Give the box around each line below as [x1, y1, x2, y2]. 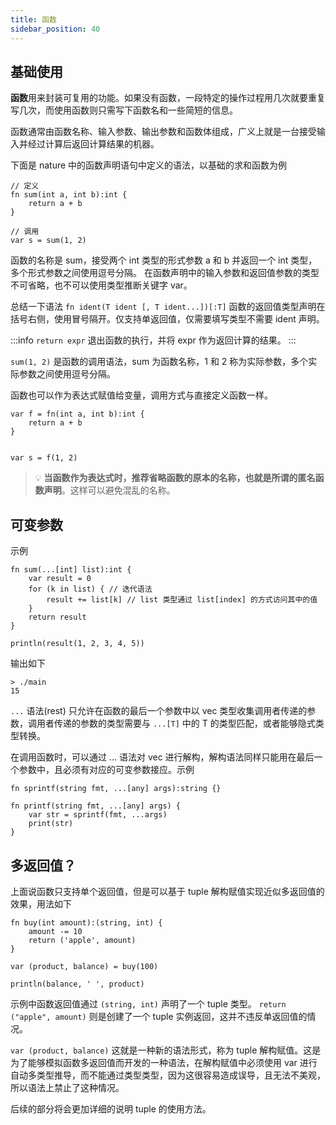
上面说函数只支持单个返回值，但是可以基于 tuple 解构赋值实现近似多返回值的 [10, 885, 325, 897]
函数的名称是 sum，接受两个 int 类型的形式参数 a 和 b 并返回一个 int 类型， [10, 254, 318, 266]
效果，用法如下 [10, 897, 72, 910]
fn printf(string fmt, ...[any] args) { [10, 801, 182, 811]
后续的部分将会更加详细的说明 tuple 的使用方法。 [10, 1102, 212, 1115]
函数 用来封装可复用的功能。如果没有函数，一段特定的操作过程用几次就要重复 [10, 92, 326, 104]
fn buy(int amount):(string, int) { [10, 917, 163, 928]
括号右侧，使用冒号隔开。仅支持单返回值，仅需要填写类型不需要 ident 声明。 [10, 313, 325, 325]
